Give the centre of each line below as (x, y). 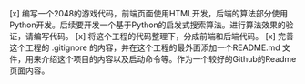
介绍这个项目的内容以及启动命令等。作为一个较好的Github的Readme (168, 59)
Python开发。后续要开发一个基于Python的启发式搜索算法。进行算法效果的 (148, 25)
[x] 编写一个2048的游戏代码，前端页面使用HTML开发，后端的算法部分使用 (149, 13)
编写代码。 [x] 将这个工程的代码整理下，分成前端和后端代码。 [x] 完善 (163, 36)
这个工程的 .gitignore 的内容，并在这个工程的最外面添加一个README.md (145, 47)
